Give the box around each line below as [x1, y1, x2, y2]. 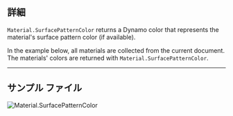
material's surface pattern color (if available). [7, 33, 136, 41]
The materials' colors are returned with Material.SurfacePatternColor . [7, 53, 209, 62]
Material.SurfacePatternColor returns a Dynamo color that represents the [7, 25, 220, 33]
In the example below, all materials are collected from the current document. [7, 46, 225, 54]
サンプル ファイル [7, 82, 83, 94]
